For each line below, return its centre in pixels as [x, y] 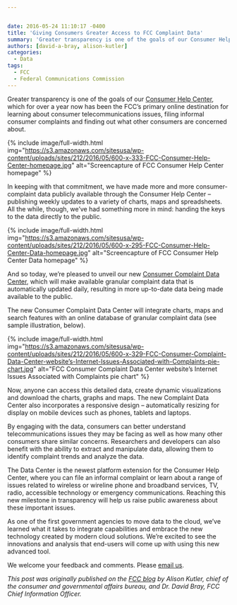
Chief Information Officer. [44, 594]
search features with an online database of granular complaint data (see [112, 317]
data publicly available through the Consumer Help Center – [124, 194]
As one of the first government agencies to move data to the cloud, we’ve [114, 521]
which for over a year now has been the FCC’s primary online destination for [118, 106]
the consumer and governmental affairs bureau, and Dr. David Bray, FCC [114, 586]
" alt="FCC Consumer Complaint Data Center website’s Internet [125, 369]
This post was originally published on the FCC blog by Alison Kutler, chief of [118, 578]
